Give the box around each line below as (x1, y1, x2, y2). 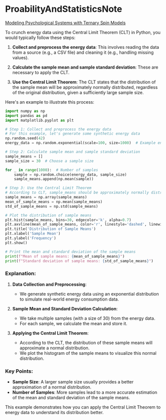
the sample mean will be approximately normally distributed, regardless (12, 84, 158, 90)
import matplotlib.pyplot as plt (5, 117, 74, 123)
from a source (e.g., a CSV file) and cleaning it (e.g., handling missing (12, 49, 154, 55)
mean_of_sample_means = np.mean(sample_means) (5, 199, 103, 204)
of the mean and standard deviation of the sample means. (12, 395, 130, 401)
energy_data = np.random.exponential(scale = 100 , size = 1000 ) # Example (5, 141, 156, 146)
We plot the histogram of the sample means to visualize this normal (19, 350, 157, 356)
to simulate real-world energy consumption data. (19, 296, 120, 302)
